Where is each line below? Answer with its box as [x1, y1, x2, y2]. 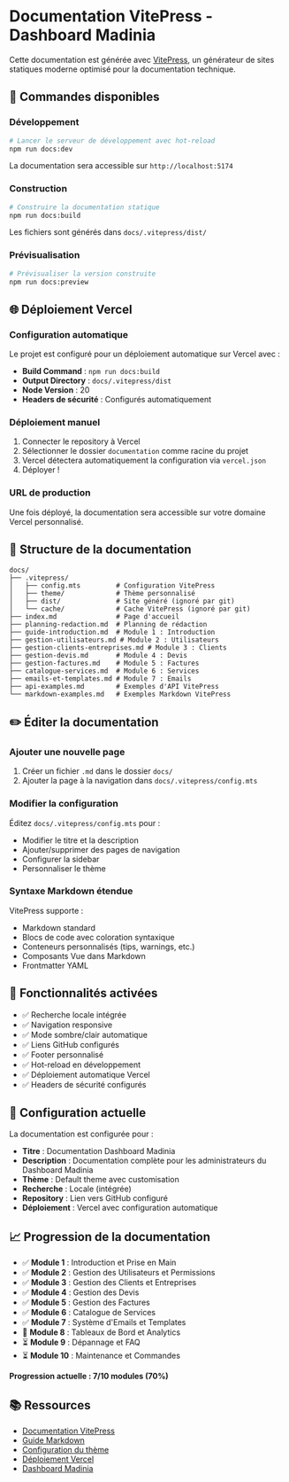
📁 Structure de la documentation [9, 542, 192, 558]
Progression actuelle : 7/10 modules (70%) [9, 1371, 170, 1382]
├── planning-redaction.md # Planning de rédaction [9, 620, 208, 628]
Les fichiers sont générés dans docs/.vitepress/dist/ [9, 227, 208, 238]
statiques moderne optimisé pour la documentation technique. [9, 64, 236, 74]
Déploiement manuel [9, 417, 101, 429]
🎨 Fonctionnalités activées [9, 986, 158, 1001]
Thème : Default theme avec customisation [21, 1174, 179, 1185]
